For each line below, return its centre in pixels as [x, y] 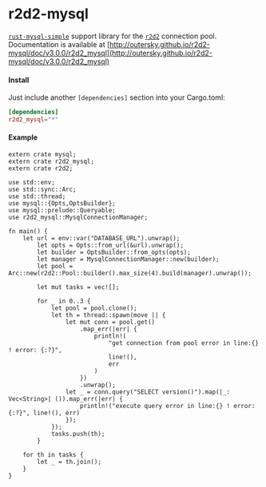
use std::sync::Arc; [43, 190]
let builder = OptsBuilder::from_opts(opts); [114, 252]
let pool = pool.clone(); [94, 308]
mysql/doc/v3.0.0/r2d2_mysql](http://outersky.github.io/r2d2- [111, 53]
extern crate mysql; [43, 155]
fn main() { [28, 232]
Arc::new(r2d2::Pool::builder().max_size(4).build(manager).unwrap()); [130, 273]
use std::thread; [37, 196]
